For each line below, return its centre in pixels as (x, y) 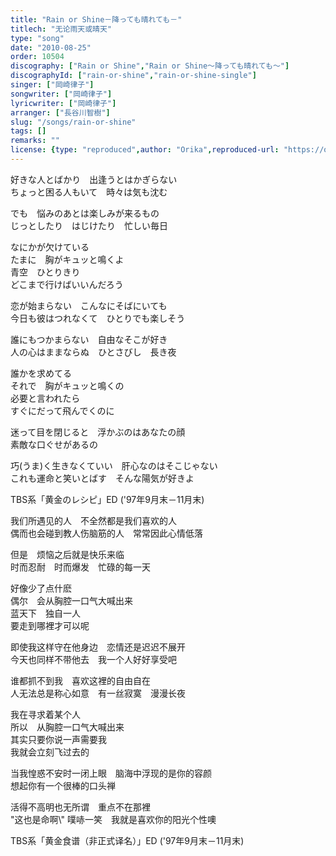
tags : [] (28, 131)
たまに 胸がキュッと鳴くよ (67, 259)
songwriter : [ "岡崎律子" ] (61, 94)
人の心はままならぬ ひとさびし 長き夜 (93, 352)
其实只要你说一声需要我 (58, 739)
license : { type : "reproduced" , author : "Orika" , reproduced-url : (145, 150)
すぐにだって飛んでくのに (62, 410)
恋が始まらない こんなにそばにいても (89, 305)
